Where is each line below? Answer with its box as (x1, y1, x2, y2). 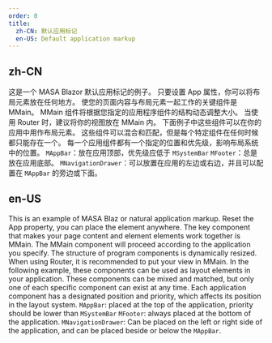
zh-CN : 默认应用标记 (15, 27, 78, 35)
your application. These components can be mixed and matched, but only (8, 273, 255, 284)
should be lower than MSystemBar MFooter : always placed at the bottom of (8, 308, 252, 318)
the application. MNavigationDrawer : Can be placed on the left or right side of (8, 317, 263, 327)
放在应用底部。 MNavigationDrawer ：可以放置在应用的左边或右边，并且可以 (8, 158, 257, 168)
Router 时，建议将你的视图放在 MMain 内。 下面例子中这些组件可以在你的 (17, 118, 261, 127)
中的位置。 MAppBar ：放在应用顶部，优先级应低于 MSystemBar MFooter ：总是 (8, 148, 257, 158)
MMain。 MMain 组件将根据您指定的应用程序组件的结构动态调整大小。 (8, 107, 243, 118)
